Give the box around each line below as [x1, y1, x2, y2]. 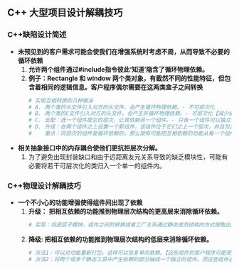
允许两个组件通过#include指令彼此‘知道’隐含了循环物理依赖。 [28, 65, 208, 73]
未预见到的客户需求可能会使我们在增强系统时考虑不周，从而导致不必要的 [17, 47, 230, 55]
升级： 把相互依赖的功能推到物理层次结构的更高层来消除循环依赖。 [28, 207, 223, 216]
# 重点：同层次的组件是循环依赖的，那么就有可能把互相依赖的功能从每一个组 [28, 130, 230, 137]
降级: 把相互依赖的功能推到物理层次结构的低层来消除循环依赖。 [28, 235, 213, 243]
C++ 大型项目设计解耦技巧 [7, 6, 123, 19]
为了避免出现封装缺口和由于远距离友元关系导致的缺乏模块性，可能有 [28, 152, 228, 161]
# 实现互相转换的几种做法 [28, 97, 94, 104]
